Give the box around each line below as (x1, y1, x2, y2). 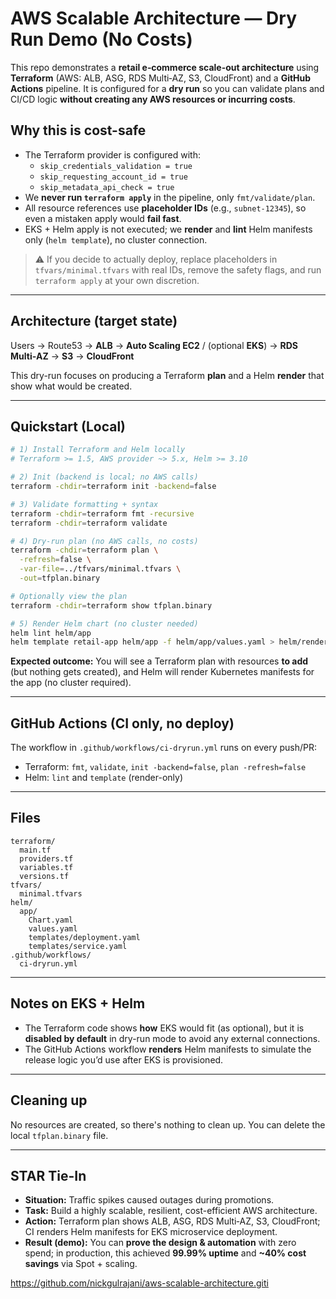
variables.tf (19, 862, 74, 872)
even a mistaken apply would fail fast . (24, 212, 182, 224)
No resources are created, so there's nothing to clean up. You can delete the (10, 1118, 326, 1131)
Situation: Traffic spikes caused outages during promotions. (24, 1194, 275, 1206)
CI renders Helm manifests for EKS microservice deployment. (24, 1226, 278, 1238)
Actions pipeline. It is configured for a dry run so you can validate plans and (10, 82, 325, 94)
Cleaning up (10, 1092, 88, 1109)
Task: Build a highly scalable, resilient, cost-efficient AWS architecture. (24, 1205, 318, 1217)
